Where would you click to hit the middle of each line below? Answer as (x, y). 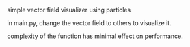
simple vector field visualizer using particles (69, 10)
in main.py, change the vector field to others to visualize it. (90, 23)
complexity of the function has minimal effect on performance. (95, 36)
